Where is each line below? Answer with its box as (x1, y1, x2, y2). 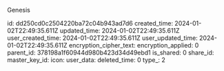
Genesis (7, 6, 31, 14)
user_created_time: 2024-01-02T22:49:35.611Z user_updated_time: (7, 34, 198, 42)
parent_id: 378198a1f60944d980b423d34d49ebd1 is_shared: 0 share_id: (7, 48, 214, 57)
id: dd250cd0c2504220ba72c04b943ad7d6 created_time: (7, 19, 174, 27)
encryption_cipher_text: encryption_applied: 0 (68, 41, 199, 49)
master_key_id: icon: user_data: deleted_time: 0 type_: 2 (7, 56, 165, 64)
